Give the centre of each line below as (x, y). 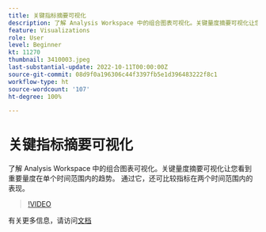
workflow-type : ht (38, 82)
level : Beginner (35, 45)
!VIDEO (39, 204)
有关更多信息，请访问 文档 (50, 221)
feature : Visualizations (49, 30)
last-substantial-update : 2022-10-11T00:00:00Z (88, 67)
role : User (26, 38)
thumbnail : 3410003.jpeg (49, 60)
